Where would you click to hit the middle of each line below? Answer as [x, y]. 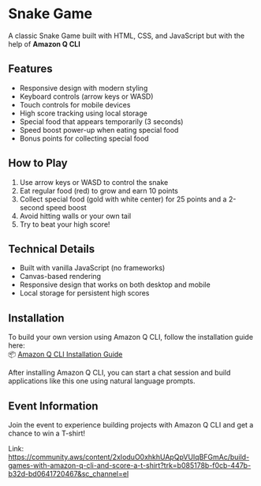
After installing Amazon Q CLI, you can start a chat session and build [119, 373]
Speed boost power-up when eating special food [99, 130]
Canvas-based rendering [60, 277]
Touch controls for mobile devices [75, 104]
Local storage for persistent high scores [84, 293]
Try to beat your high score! [65, 224]
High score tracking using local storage [83, 113]
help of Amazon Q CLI [44, 43]
